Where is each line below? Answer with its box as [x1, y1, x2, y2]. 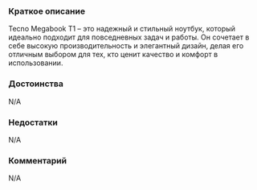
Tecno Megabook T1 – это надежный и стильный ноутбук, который [8, 24, 235, 34]
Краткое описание [8, 6, 86, 17]
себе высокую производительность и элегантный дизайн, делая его [8, 41, 244, 51]
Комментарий [8, 155, 67, 166]
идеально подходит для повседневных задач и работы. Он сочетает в [8, 32, 250, 42]
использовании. [8, 58, 63, 68]
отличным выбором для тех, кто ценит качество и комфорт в [8, 50, 218, 60]
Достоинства [8, 78, 64, 89]
